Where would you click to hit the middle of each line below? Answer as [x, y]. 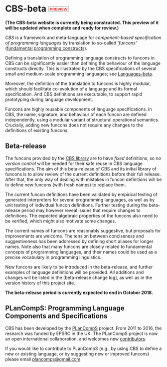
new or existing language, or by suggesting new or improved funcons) [77, 353]
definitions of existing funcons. [37, 130]
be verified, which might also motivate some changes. [61, 221]
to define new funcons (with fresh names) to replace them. [66, 184]
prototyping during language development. [49, 99]
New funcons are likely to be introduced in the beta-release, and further [79, 267]
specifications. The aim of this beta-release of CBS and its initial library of [81, 168]
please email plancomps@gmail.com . [44, 359]
